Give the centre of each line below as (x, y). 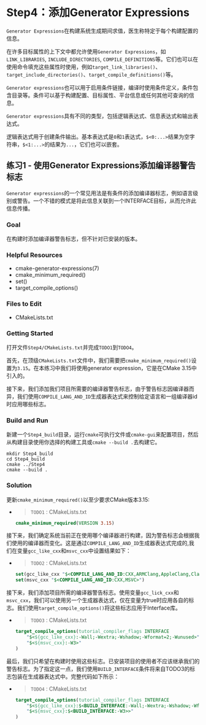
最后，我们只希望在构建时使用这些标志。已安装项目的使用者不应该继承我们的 (103, 661)
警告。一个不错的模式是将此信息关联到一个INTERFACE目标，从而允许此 (107, 201)
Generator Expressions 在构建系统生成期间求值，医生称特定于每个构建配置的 (102, 31)
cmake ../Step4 (26, 465)
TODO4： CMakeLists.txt (59, 689)
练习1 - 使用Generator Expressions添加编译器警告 (101, 165)
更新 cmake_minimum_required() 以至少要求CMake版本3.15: (78, 499)
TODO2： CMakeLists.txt (59, 563)
